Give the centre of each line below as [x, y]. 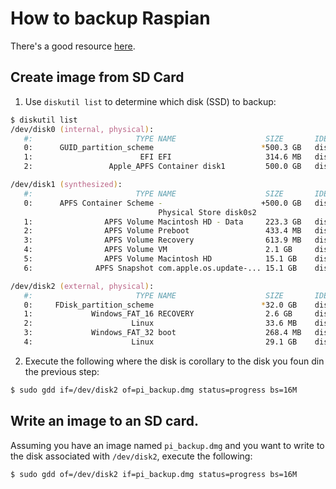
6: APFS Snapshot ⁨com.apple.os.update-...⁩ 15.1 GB [160, 268]
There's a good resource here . [73, 46]
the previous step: [62, 371]
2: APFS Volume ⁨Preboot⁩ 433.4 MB [162, 231]
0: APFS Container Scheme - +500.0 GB [162, 203]
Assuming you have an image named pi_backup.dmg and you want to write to [167, 445]
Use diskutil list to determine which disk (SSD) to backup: [150, 101]
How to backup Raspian [110, 18]
